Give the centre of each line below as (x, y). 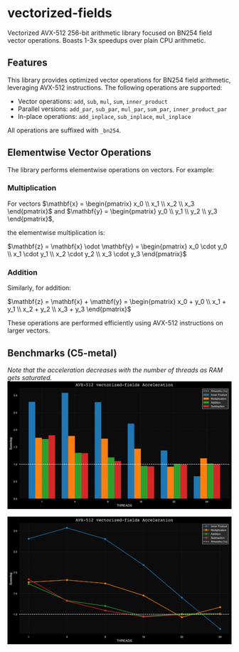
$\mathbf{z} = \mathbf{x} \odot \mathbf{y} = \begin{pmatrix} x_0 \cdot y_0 (117, 246)
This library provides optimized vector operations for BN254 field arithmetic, (119, 80)
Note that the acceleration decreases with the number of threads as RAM (115, 370)
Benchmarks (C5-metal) (62, 353)
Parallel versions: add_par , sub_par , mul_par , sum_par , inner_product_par (122, 109)
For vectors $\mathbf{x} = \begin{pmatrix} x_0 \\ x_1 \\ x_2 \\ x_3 (101, 204)
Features (27, 63)
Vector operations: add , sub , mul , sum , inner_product (93, 101)
